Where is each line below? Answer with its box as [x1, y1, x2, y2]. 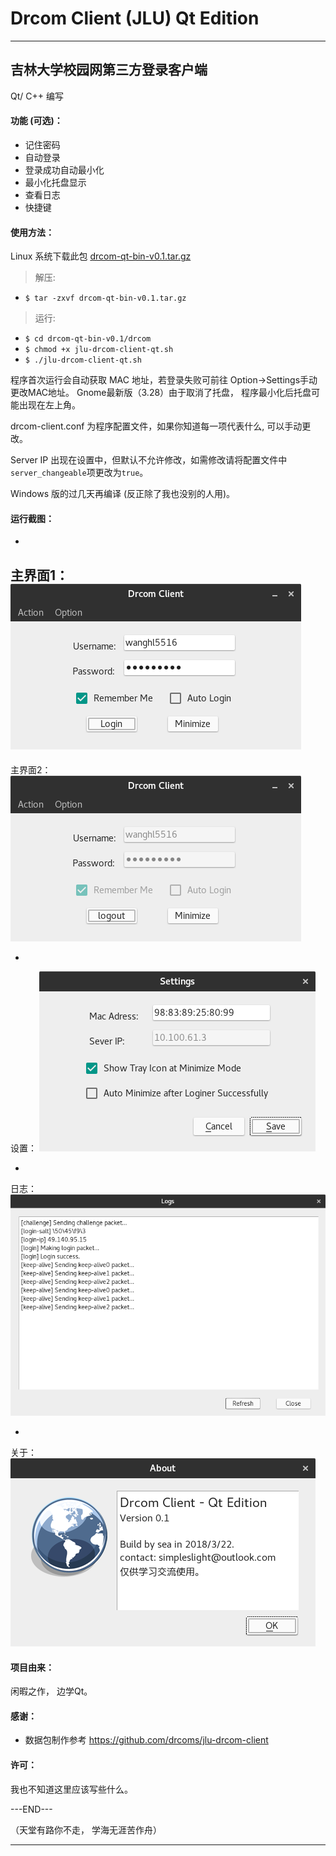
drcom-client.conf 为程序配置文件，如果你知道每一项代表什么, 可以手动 [10, 420, 303, 432]
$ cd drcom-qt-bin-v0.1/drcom [24, 334, 152, 344]
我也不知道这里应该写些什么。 [10, 1783, 133, 1795]
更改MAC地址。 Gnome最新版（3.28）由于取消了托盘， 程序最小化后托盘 [10, 387, 312, 399]
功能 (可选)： [10, 115, 63, 127]
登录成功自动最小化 [24, 163, 105, 176]
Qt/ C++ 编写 [10, 90, 64, 102]
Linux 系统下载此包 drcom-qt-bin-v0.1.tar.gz [10, 250, 192, 262]
